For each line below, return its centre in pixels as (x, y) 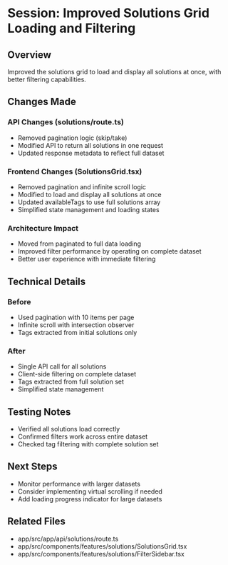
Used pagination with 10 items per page (76, 317)
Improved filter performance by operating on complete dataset (109, 251)
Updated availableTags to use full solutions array (89, 202)
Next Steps (32, 467)
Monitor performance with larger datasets (79, 484)
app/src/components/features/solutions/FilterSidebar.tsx (101, 554)
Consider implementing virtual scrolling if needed (90, 491)
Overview (30, 55)
